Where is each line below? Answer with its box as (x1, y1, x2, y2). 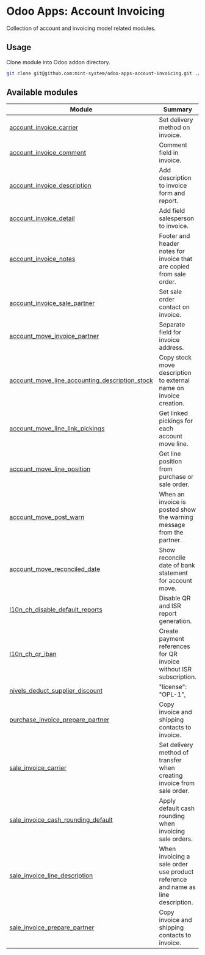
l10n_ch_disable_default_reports (9, 605, 103, 614)
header (159, 240, 180, 248)
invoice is (159, 498, 186, 506)
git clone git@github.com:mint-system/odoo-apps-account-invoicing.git (6, 70, 192, 76)
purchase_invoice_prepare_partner (9, 715, 110, 724)
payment (159, 635, 185, 643)
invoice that (159, 255, 193, 264)
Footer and (159, 232, 190, 240)
